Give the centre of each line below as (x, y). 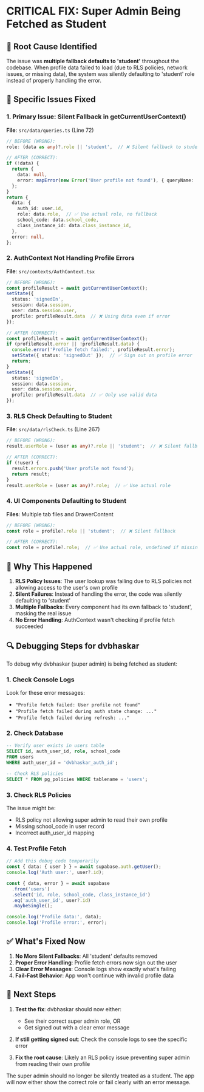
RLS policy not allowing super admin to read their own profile (91, 820)
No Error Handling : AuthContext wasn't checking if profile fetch (95, 620)
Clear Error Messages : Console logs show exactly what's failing (95, 969)
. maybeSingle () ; (32, 906)
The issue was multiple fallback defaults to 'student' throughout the (93, 61)
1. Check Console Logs (40, 680)
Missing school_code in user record (59, 826)
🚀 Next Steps (31, 995)
